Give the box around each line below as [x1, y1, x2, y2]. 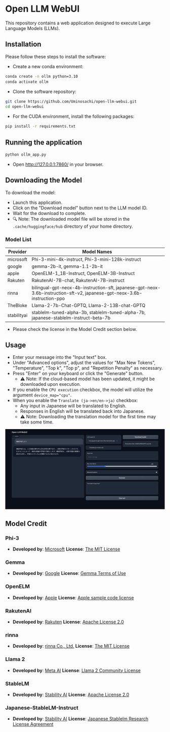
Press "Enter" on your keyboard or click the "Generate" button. [12, 371, 144, 377]
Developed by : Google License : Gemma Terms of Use [12, 570, 126, 576]
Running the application [5, 138, 82, 146]
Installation [5, 40, 41, 49]
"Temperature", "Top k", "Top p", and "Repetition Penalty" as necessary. [12, 365, 163, 371]
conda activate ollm [5, 79, 49, 84]
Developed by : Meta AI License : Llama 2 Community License [12, 667, 141, 674]
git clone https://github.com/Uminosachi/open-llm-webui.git [5, 99, 137, 104]
